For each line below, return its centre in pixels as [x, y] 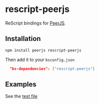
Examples [21, 84]
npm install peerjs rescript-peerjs [43, 50]
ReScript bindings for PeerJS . [35, 23]
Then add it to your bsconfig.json [40, 59]
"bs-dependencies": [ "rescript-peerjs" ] [52, 68]
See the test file [21, 96]
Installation [23, 39]
